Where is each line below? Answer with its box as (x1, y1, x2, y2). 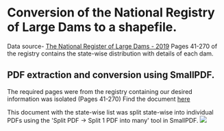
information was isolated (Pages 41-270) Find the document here (7, 95, 190, 103)
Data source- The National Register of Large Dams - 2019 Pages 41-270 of (7, 42, 218, 50)
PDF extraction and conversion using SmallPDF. (7, 69, 215, 81)
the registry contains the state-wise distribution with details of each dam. (7, 49, 214, 58)
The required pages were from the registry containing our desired (7, 87, 193, 95)
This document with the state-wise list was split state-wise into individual (7, 108, 214, 116)
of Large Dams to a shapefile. (7, 19, 177, 35)
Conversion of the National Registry (7, 5, 215, 21)
